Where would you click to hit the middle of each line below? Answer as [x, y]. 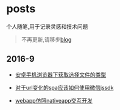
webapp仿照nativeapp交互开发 [54, 100]
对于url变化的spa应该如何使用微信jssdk [64, 87]
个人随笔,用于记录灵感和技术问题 [47, 26]
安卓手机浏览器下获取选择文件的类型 [61, 75]
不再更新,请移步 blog [46, 39]
